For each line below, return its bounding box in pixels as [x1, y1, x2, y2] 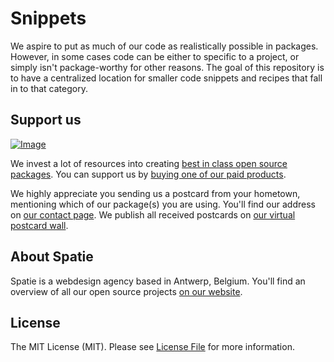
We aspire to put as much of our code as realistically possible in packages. [10, 40, 319, 52]
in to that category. [10, 82, 88, 94]
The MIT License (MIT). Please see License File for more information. [10, 341, 295, 353]
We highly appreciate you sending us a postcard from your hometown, [10, 187, 301, 199]
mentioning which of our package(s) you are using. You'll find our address [10, 198, 316, 210]
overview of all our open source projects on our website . [10, 285, 243, 297]
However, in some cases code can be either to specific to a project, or [10, 50, 300, 62]
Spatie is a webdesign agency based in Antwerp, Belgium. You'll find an [10, 275, 306, 287]
